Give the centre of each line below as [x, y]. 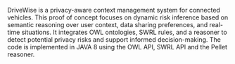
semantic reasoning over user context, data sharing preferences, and [108, 25]
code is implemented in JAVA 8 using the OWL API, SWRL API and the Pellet [117, 47]
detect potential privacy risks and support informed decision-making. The [114, 40]
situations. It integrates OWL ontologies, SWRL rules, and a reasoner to [124, 32]
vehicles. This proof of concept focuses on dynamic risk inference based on [118, 17]
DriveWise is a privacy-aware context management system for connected [114, 10]
